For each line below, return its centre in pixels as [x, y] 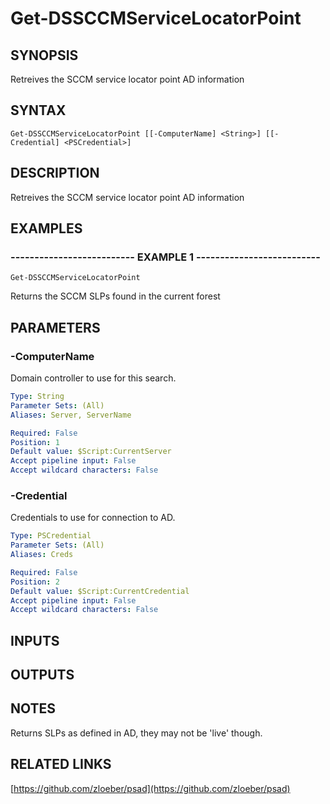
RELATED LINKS [61, 764]
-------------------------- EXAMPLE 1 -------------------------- [165, 257]
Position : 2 [35, 582]
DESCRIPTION [55, 173]
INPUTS [35, 640]
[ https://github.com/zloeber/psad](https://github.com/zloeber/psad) [150, 788]
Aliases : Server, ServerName [71, 415]
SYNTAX [38, 110]
